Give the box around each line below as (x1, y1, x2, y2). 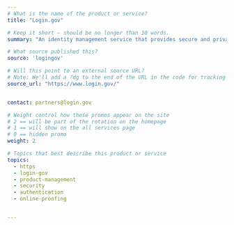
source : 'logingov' (7, 55, 64, 62)
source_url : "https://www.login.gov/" (7, 80, 120, 87)
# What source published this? (7, 48, 98, 56)
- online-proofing (13, 196, 68, 203)
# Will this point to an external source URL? (7, 68, 145, 75)
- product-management (13, 176, 77, 183)
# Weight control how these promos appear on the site (7, 111, 170, 118)
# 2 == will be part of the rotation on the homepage (7, 118, 167, 125)
